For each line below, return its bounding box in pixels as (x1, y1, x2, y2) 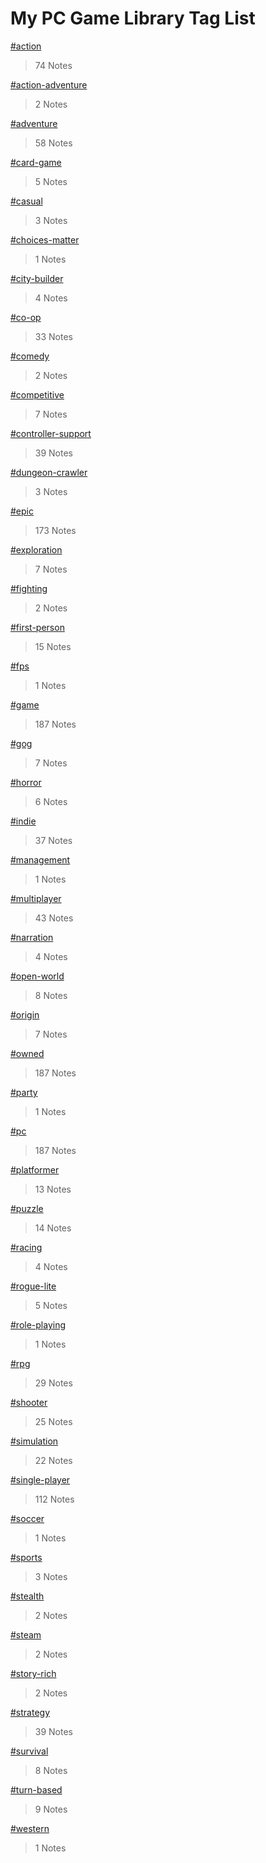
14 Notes (34, 1222, 72, 1234)
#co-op (10, 311, 42, 323)
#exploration (10, 543, 63, 556)
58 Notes (34, 137, 73, 149)
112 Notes (34, 1493, 75, 1505)
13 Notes (34, 1183, 72, 1195)
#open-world (10, 970, 65, 982)
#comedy (10, 350, 50, 362)
